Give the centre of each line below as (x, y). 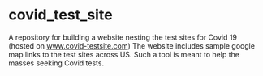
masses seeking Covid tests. (56, 63)
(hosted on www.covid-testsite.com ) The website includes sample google (132, 45)
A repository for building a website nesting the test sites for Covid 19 (123, 37)
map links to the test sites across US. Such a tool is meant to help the (124, 54)
